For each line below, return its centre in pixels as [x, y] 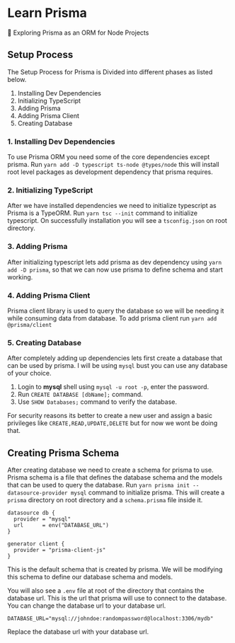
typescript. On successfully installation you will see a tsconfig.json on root [117, 221]
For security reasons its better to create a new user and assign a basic [110, 416]
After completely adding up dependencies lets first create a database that [115, 358]
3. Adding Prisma [38, 247]
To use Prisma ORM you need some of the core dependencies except [109, 157]
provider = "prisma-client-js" [60, 550]
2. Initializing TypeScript [50, 190]
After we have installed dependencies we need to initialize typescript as [112, 206]
